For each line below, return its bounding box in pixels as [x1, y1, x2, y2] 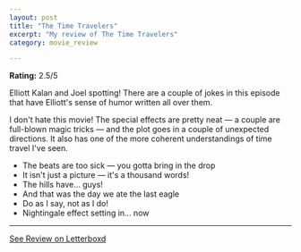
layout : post [9, 13, 58, 22]
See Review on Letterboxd [9, 233, 107, 244]
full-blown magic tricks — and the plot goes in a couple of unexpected [9, 124, 270, 135]
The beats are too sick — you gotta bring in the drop [21, 160, 216, 171]
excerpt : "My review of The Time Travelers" [9, 29, 178, 38]
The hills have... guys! [21, 180, 103, 190]
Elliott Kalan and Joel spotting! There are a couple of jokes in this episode [9, 88, 280, 98]
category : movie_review [9, 38, 99, 47]
